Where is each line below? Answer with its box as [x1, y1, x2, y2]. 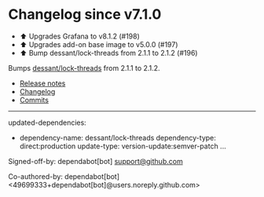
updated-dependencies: [8, 118, 86, 127]
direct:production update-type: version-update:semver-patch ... [19, 141, 226, 151]
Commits [19, 95, 49, 104]
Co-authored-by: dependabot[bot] [8, 171, 120, 181]
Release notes [19, 78, 66, 88]
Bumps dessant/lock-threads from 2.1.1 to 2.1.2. [8, 63, 160, 72]
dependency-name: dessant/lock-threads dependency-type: [19, 133, 216, 142]
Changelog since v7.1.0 [8, 5, 162, 24]
